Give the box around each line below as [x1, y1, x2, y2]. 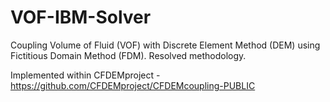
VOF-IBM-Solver [10, 6, 152, 29]
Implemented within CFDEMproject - [10, 69, 161, 81]
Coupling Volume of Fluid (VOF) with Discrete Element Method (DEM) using [10, 39, 321, 51]
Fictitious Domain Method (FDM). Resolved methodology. [10, 49, 247, 61]
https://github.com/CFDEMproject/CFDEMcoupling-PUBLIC [10, 79, 256, 91]
